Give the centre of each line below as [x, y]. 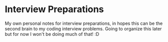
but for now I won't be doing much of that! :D [52, 34]
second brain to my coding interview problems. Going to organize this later [83, 28]
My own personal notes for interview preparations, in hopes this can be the [84, 23]
